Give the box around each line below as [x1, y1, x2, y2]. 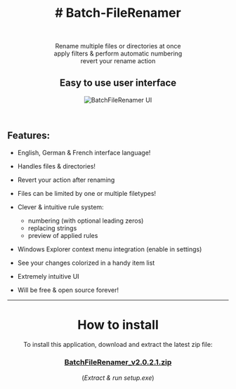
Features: [7, 130, 51, 142]
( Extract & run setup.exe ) [81, 374, 155, 382]
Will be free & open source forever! [17, 286, 119, 294]
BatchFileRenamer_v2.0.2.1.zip [64, 357, 172, 367]
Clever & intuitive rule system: [17, 202, 104, 211]
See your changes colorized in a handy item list [17, 258, 155, 267]
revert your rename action [80, 56, 156, 65]
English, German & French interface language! [17, 148, 151, 157]
